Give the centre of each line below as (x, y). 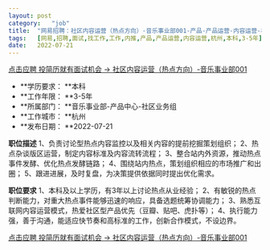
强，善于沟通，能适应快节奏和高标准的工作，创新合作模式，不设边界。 (125, 220)
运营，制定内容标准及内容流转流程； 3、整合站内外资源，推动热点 (152, 154)
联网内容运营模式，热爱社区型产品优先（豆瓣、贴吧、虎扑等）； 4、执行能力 (133, 211)
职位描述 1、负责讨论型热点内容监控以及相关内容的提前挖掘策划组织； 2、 (130, 143)
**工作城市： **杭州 (53, 116)
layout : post (30, 16)
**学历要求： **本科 (53, 87)
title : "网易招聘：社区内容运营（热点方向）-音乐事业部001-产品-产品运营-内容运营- (135, 30)
